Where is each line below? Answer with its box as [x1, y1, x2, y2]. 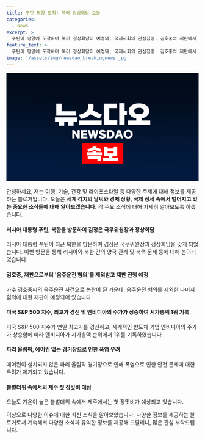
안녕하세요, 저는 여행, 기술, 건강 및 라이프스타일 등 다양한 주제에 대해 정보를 [6, 188, 185, 195]
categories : [6, 16, 37, 23]
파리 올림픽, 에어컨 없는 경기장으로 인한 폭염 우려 [6, 346, 120, 354]
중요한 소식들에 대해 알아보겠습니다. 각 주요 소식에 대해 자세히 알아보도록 [12, 203, 185, 211]
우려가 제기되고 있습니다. [6, 368, 65, 376]
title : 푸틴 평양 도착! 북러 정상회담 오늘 [6, 10, 101, 16]
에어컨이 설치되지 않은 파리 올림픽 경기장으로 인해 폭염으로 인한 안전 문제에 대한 [6, 361, 195, 368]
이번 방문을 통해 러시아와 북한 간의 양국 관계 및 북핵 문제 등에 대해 [24, 248, 180, 256]
